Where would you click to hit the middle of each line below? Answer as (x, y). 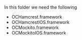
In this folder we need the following (41, 7)
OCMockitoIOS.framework (39, 33)
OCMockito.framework (35, 27)
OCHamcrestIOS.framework (40, 22)
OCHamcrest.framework (37, 17)
